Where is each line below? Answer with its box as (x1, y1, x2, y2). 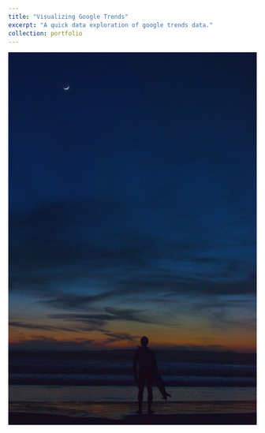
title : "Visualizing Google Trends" (8, 13, 129, 21)
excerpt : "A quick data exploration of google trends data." (8, 21, 214, 29)
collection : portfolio (8, 29, 83, 37)
